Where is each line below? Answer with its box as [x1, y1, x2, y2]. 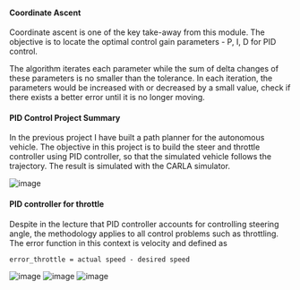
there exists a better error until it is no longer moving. [9, 92, 206, 103]
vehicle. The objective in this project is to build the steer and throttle [9, 141, 261, 152]
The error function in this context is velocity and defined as [9, 237, 228, 248]
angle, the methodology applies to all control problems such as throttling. [9, 228, 279, 239]
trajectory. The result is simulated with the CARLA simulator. [9, 161, 231, 172]
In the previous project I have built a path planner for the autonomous [9, 132, 265, 143]
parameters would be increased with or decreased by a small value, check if [9, 82, 291, 93]
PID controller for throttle [9, 199, 105, 209]
